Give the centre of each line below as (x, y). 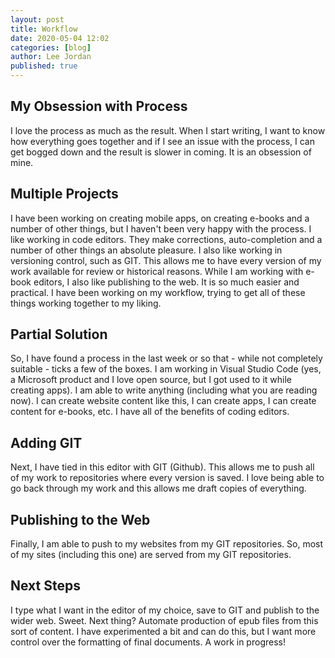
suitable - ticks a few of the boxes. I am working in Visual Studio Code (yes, (166, 369)
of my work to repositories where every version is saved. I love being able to (167, 478)
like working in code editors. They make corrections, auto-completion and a (166, 239)
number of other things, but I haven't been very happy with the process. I (161, 228)
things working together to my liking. (86, 303)
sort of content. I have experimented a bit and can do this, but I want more (163, 631)
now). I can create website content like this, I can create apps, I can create (163, 401)
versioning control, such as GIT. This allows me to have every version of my (166, 260)
